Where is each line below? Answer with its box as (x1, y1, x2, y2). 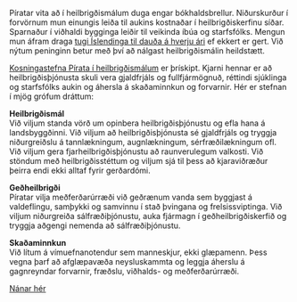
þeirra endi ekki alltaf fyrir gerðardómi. (9, 165, 152, 175)
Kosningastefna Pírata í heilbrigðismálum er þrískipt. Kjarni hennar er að (9, 62, 273, 73)
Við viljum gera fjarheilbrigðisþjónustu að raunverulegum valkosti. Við (9, 146, 264, 157)
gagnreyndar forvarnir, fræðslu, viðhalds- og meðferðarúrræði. (9, 266, 239, 276)
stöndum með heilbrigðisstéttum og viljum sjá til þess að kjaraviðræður (9, 156, 268, 166)
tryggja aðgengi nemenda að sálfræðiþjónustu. (9, 220, 181, 231)
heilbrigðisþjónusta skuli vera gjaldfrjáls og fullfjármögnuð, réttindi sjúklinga (9, 72, 287, 83)
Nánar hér (9, 283, 46, 293)
